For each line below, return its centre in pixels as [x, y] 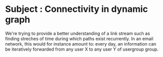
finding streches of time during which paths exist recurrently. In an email [79, 39]
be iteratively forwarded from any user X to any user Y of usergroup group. [82, 49]
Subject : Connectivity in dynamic [77, 9]
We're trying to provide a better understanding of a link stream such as [78, 33]
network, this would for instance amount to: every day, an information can [81, 44]
